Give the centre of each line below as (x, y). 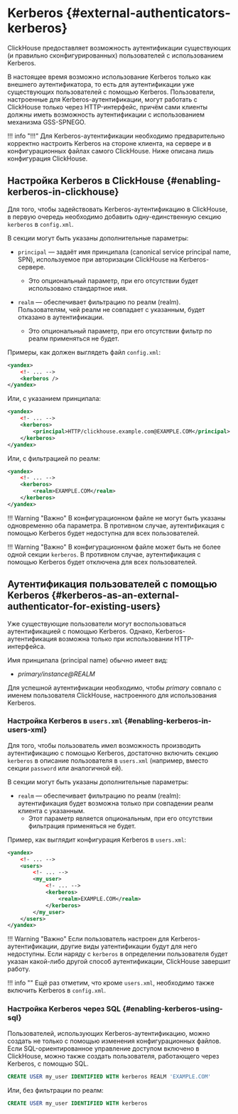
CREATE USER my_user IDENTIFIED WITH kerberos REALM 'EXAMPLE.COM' (109, 1076)
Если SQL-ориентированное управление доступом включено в (103, 1048)
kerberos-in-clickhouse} (63, 192)
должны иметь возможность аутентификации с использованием (106, 114)
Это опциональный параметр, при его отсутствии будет (113, 280)
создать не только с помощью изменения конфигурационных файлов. (114, 1041)
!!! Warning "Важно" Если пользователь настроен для (88, 939)
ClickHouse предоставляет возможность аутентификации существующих (119, 48)
